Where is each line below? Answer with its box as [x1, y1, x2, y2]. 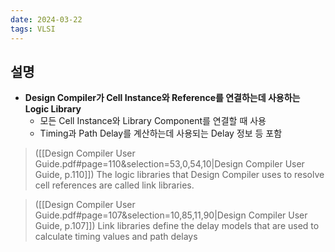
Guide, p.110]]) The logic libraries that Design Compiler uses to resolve [34, 169, 325, 181]
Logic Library [24, 103, 82, 115]
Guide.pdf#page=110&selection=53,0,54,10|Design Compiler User [34, 158, 305, 170]
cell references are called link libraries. [34, 179, 195, 191]
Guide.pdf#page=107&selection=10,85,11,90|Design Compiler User [34, 209, 308, 221]
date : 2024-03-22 [10, 14, 83, 25]
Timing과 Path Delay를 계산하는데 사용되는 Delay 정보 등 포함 [39, 127, 283, 140]
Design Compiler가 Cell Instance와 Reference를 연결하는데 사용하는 [24, 92, 301, 104]
